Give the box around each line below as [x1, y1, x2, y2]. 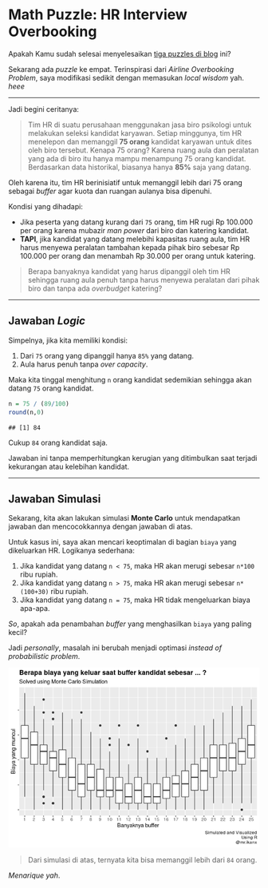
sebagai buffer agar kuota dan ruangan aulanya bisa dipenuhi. [8, 186, 213, 196]
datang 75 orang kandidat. [8, 383, 94, 393]
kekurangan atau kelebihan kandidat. [8, 462, 130, 471]
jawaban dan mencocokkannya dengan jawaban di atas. [8, 521, 193, 532]
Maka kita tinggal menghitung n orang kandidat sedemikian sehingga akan [8, 375, 253, 384]
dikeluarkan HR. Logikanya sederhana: [8, 545, 136, 556]
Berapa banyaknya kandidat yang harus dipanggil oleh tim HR [27, 266, 231, 276]
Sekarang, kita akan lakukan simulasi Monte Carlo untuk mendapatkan [8, 513, 241, 523]
